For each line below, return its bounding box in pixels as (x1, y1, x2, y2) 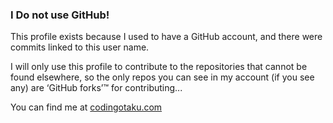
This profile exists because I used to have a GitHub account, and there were (10, 31, 323, 43)
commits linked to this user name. (10, 41, 150, 53)
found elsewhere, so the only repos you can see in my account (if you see (10, 71, 315, 83)
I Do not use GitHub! (10, 8, 110, 22)
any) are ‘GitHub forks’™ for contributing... (10, 82, 183, 94)
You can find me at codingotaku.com (10, 101, 163, 113)
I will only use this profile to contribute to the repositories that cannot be (10, 61, 308, 73)
